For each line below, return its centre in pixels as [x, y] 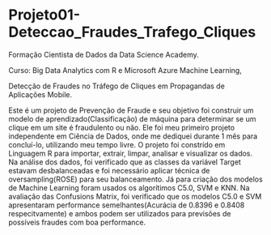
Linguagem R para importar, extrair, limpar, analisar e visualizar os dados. [131, 153]
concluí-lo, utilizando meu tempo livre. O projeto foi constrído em [117, 144]
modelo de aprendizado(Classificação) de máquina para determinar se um [132, 118]
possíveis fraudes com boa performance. [77, 222]
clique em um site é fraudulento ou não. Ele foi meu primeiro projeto [122, 127]
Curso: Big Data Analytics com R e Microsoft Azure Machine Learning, [125, 70]
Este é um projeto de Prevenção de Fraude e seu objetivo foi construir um [131, 110]
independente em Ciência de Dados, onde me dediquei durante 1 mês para [133, 136]
